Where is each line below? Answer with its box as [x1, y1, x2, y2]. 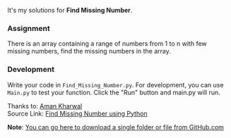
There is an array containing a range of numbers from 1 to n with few [7, 39, 207, 48]
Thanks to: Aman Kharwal [7, 101, 83, 110]
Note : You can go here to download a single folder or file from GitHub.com [7, 123, 225, 131]
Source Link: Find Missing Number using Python [7, 109, 148, 118]
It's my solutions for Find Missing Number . [7, 6, 133, 14]
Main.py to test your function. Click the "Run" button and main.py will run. [7, 88, 220, 96]
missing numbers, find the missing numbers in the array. [7, 47, 171, 56]
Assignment [7, 23, 51, 33]
